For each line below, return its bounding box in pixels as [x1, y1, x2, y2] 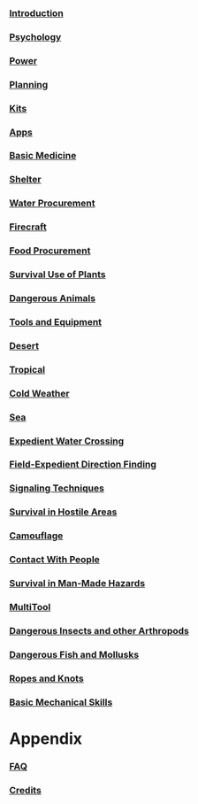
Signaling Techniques [9, 482, 104, 494]
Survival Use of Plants [9, 268, 106, 281]
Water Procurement [9, 197, 95, 210]
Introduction [9, 7, 64, 19]
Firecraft [9, 220, 47, 233]
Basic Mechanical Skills [9, 696, 113, 708]
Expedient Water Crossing [9, 435, 125, 447]
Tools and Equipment [9, 315, 103, 328]
